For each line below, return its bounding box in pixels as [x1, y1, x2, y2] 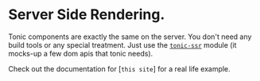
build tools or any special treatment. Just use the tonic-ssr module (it [8, 40, 237, 49]
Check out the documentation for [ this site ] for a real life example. [8, 64, 231, 73]
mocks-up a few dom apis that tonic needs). [8, 48, 153, 58]
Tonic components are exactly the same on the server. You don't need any [8, 32, 252, 41]
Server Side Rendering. [8, 6, 165, 24]
